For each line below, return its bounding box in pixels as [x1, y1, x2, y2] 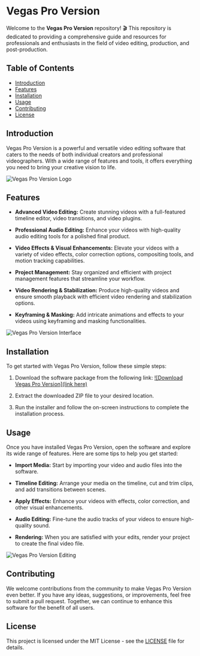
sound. [32, 522, 50, 529]
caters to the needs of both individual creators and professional [6, 151, 163, 158]
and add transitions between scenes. [14, 486, 107, 493]
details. [6, 643, 25, 651]
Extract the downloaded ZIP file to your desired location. [14, 392, 154, 400]
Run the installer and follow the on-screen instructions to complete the [14, 404, 189, 411]
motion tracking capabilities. [14, 257, 85, 265]
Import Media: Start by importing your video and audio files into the [14, 462, 183, 469]
